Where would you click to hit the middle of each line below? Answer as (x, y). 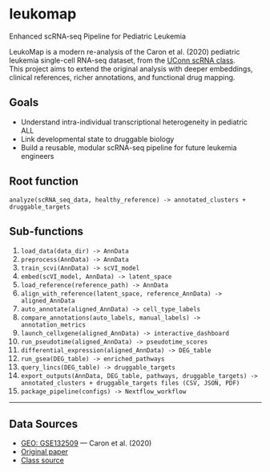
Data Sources (44, 423)
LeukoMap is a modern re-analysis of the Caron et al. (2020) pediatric (125, 51)
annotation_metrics (53, 325)
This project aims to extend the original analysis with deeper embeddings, (131, 68)
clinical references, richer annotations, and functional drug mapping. (122, 77)
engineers (37, 156)
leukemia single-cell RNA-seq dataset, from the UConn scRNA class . (122, 60)
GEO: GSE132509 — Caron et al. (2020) (86, 443)
